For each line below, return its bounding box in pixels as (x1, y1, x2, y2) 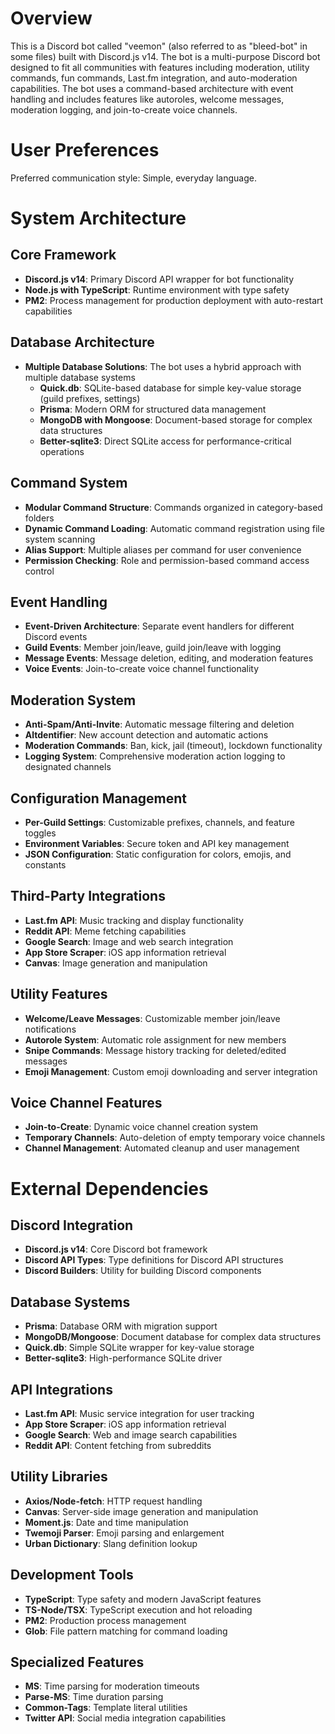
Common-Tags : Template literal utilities (24, 1702, 188, 1714)
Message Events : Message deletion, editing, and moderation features (24, 652, 314, 664)
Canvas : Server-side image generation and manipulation (24, 1505, 259, 1517)
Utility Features (10, 986, 108, 1003)
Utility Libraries (10, 1468, 108, 1486)
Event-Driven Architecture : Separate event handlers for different (24, 620, 295, 632)
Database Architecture (10, 334, 155, 351)
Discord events (24, 631, 88, 643)
